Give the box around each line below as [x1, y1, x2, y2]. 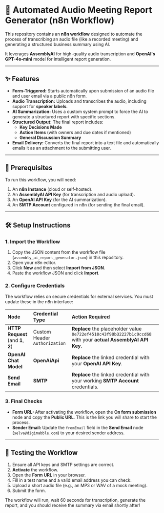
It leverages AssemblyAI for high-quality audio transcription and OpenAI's [5, 51, 155, 57]
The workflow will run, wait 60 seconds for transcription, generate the [5, 497, 146, 503]
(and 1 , [7, 337, 24, 344]
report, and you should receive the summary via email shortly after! [5, 502, 140, 508]
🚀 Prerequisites [5, 164, 53, 172]
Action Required [71, 313, 110, 320]
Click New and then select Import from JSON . [12, 265, 105, 271]
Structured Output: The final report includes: [12, 119, 103, 125]
